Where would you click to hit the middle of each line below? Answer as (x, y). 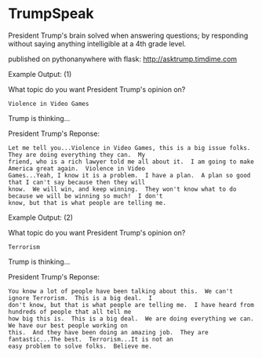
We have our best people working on (68, 325)
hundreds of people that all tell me (70, 312)
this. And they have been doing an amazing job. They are (109, 332)
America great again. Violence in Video (77, 168)
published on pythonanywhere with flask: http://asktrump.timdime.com (123, 59)
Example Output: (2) (40, 217)
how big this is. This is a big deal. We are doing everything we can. (131, 319)
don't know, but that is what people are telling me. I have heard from (131, 305)
